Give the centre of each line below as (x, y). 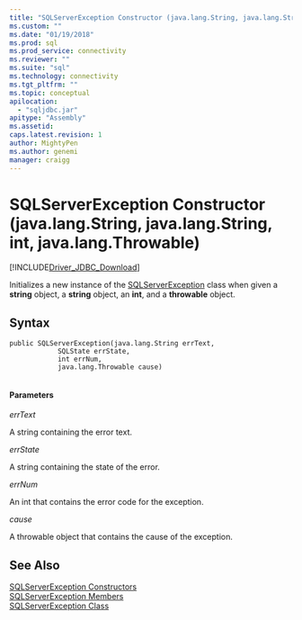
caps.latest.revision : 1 (56, 135)
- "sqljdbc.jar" (48, 110)
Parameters (31, 395)
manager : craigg (40, 160)
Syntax (30, 323)
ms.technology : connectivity (64, 76)
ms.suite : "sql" (40, 68)
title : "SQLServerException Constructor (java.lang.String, (124, 18)
